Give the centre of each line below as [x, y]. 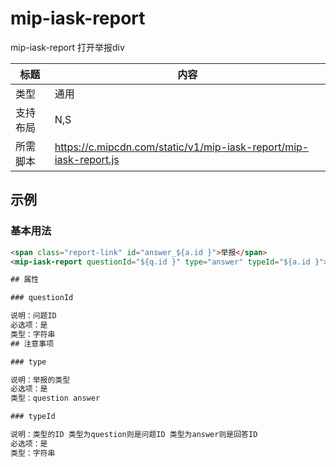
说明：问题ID [33, 316]
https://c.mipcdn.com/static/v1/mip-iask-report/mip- [182, 147]
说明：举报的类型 [40, 380]
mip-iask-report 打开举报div [67, 47]
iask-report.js [87, 159]
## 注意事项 [32, 343]
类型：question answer [55, 398]
